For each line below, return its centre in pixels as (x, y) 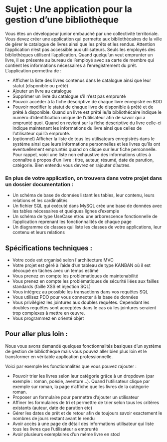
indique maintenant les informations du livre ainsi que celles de (77, 128)
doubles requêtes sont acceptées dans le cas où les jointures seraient (84, 308)
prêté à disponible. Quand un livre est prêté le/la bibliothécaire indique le (87, 112)
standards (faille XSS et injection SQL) (52, 287)
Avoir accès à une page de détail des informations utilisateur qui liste (83, 424)
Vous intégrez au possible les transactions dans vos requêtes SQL (80, 292)
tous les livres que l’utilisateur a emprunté (55, 429)
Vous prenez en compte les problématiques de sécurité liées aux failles (85, 281)
